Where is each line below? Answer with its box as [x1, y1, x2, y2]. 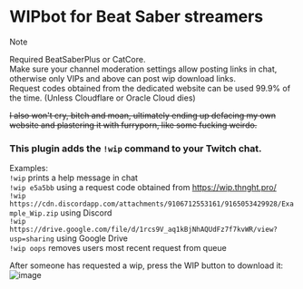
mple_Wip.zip [9, 209, 59, 218]
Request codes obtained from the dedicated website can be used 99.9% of [9, 82, 291, 93]
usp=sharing [9, 235, 54, 244]
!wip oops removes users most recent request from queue [9, 243, 227, 254]
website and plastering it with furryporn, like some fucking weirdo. [9, 120, 258, 130]
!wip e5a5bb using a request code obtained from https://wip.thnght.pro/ [9, 182, 277, 193]
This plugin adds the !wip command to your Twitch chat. [9, 142, 262, 155]
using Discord [60, 207, 112, 218]
